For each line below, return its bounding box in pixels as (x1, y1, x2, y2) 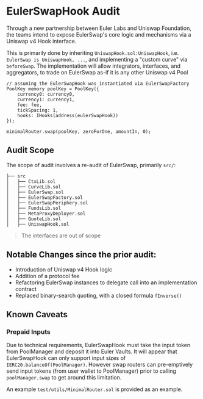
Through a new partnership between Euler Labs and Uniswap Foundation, (6, 24, 192, 32)
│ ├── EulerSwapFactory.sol (6, 194, 84, 201)
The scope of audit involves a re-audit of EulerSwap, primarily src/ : (6, 161, 176, 168)
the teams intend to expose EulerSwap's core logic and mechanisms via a (6, 31, 191, 38)
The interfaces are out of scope (21, 232, 101, 239)
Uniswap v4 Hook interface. (6, 37, 77, 45)
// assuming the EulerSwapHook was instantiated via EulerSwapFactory (6, 81, 190, 87)
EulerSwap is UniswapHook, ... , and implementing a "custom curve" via (6, 56, 188, 63)
